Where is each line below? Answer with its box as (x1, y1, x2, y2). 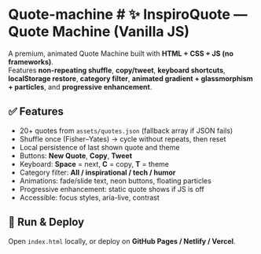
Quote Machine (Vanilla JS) (8, 23, 190, 41)
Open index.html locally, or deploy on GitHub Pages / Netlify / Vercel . (8, 236, 236, 245)
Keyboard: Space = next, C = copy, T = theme (19, 159, 169, 168)
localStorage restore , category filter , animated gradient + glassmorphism (8, 73, 253, 83)
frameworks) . (8, 57, 53, 66)
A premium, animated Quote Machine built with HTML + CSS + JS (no (8, 49, 233, 58)
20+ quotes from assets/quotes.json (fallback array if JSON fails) (19, 126, 233, 135)
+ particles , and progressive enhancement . (8, 82, 153, 91)
